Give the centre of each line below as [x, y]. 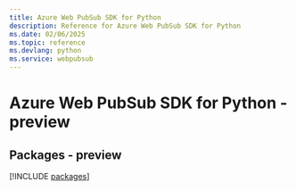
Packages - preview [66, 155]
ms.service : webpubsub [51, 59]
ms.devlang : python [45, 51]
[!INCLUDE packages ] [49, 176]
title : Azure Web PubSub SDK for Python [86, 17]
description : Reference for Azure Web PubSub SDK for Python [125, 26]
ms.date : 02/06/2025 [48, 34]
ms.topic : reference [48, 42]
